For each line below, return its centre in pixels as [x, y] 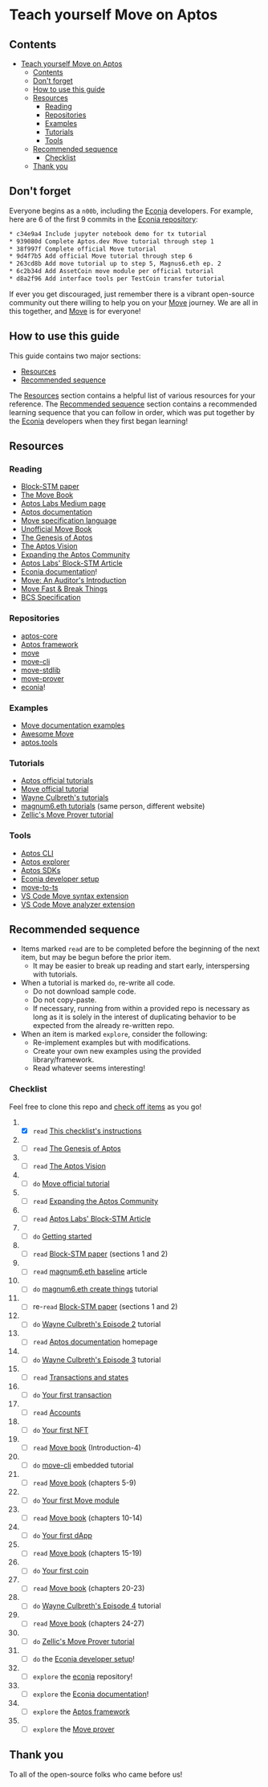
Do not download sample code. [84, 991]
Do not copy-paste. [65, 1000]
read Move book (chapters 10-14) [87, 1518]
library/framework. [63, 1060]
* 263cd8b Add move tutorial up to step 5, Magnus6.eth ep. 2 [115, 264]
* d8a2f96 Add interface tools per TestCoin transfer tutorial [117, 279]
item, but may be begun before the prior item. [96, 957]
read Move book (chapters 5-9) [85, 1483]
